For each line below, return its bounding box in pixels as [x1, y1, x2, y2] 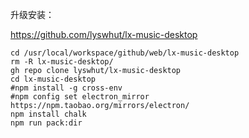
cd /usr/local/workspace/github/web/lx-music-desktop [10, 48, 240, 58]
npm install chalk [10, 109, 87, 119]
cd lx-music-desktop [10, 74, 97, 84]
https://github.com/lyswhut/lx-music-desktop [10, 29, 198, 40]
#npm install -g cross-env [10, 83, 123, 93]
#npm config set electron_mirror [10, 92, 150, 102]
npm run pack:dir [10, 118, 83, 128]
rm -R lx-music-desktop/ [10, 57, 114, 67]
